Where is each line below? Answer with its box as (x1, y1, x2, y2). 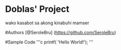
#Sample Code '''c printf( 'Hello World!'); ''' (5, 39, 93, 45)
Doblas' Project (5, 3, 70, 15)
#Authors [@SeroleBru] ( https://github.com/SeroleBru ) (5, 29, 117, 35)
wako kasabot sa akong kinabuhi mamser (5, 20, 89, 26)
